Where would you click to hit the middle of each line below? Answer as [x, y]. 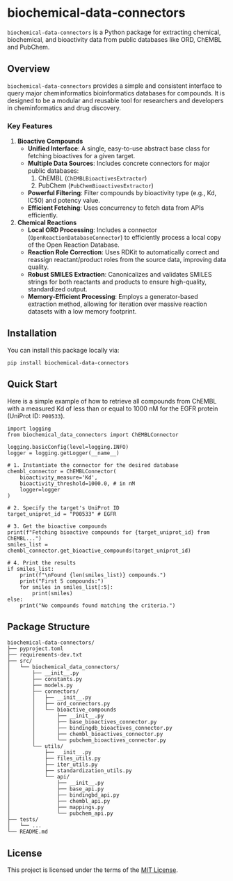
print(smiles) [53, 593]
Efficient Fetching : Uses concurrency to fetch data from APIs [116, 208]
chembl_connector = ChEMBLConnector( [62, 471]
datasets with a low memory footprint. [82, 312]
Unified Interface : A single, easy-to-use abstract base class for [119, 148]
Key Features [30, 125]
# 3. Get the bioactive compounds [57, 526]
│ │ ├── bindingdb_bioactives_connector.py [90, 728]
